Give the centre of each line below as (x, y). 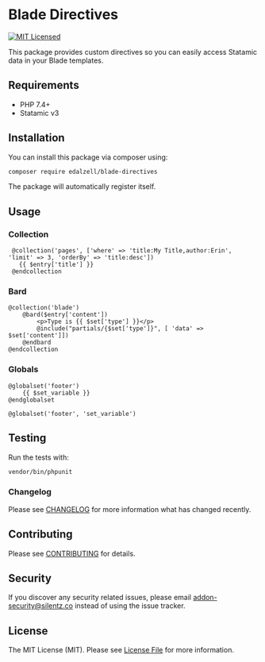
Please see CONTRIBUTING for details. (72, 553)
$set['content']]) (38, 336)
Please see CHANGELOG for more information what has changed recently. (130, 509)
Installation (36, 138)
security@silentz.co (41, 606)
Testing (27, 438)
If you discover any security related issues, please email (100, 598)
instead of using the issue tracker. (130, 606)
